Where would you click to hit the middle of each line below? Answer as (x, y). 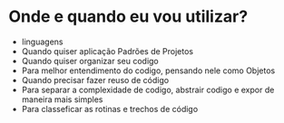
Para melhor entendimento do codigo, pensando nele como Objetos (148, 71)
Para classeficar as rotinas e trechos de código (110, 109)
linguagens (42, 42)
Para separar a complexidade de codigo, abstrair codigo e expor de (148, 90)
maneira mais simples (62, 99)
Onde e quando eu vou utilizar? (128, 17)
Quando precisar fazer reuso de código (95, 80)
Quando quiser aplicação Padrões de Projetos (108, 51)
